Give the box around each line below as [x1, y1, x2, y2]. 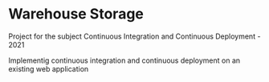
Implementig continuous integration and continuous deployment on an [8, 55, 241, 65]
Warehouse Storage [8, 5, 145, 23]
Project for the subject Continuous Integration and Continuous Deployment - [8, 31, 261, 41]
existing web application [8, 64, 89, 73]
